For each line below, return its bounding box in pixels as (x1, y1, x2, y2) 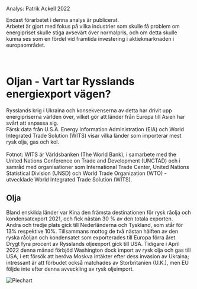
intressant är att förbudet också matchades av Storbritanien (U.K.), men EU (6, 259, 189, 266)
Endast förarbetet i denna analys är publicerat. (6, 17, 120, 23)
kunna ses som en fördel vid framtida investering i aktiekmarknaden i (6, 35, 175, 42)
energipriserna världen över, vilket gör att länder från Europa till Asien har (6, 113, 185, 120)
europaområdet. (6, 41, 46, 48)
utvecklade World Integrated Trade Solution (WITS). (6, 176, 133, 183)
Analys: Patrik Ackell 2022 (6, 5, 70, 12)
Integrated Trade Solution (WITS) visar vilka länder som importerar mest (6, 132, 182, 139)
